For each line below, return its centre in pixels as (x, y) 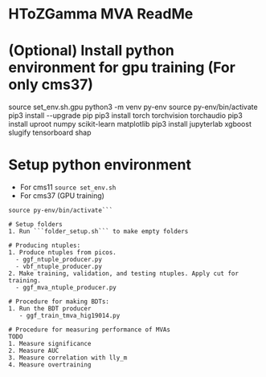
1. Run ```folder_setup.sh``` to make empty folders (98, 232)
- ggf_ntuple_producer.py (59, 260)
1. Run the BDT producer (50, 309)
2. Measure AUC (34, 351)
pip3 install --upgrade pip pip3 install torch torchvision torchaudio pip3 (125, 116)
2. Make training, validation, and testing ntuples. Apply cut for (124, 274)
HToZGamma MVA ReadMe (101, 14)
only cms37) (51, 85)
